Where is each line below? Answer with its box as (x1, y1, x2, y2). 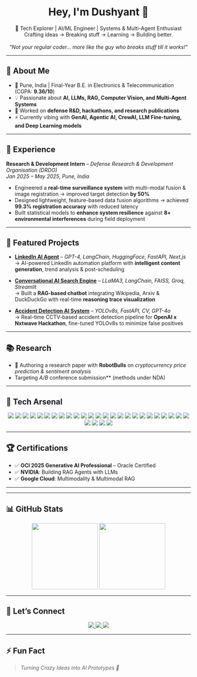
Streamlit (14, 283, 37, 290)
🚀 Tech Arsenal (6, 397, 63, 407)
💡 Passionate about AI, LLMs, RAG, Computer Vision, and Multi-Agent (14, 94, 186, 101)
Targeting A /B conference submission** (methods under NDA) (14, 374, 166, 381)
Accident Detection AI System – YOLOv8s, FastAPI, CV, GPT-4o (14, 307, 171, 314)
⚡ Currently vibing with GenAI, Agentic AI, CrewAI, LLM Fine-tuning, (14, 113, 182, 120)
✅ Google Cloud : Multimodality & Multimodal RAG (14, 475, 135, 482)
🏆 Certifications (6, 443, 69, 453)
